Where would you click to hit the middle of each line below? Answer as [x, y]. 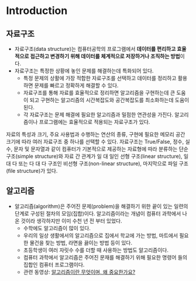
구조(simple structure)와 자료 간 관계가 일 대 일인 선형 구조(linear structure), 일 [97, 156]
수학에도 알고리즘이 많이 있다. [57, 228]
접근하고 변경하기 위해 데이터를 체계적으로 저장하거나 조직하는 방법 [105, 56]
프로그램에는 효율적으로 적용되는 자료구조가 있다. [94, 122]
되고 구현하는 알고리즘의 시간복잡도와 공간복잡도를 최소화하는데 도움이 [109, 100]
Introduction [37, 11]
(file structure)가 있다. [32, 171]
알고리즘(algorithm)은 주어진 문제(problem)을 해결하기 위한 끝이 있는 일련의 [101, 206]
